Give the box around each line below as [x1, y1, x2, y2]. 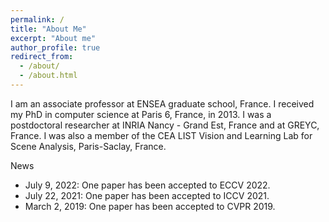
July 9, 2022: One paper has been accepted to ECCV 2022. [24, 179, 271, 191]
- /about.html [19, 71, 78, 81]
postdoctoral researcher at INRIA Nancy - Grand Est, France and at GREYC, [10, 119, 320, 131]
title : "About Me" [10, 24, 87, 34]
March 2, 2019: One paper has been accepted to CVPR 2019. [24, 200, 276, 212]
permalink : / [10, 14, 65, 25]
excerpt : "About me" [10, 33, 97, 43]
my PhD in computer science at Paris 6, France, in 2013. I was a [10, 108, 272, 120]
